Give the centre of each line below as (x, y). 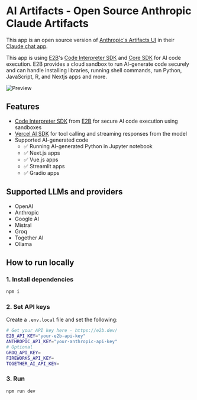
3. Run (16, 379)
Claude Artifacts (47, 23)
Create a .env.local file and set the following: (62, 320)
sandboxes (28, 127)
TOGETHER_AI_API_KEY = (33, 364)
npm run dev (21, 391)
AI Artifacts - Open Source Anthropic (99, 11)
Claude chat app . (27, 46)
